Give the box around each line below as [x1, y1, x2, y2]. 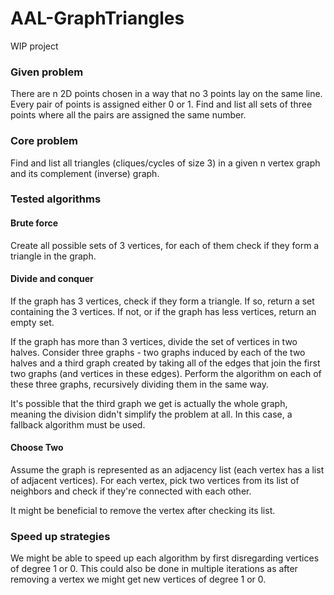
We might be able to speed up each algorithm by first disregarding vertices [10, 552, 320, 564]
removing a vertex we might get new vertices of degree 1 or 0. [10, 573, 267, 586]
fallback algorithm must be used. [10, 418, 146, 431]
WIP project [10, 40, 59, 52]
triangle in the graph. [10, 250, 97, 262]
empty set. [10, 316, 55, 328]
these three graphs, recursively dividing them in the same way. [10, 378, 269, 390]
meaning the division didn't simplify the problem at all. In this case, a [10, 408, 293, 420]
